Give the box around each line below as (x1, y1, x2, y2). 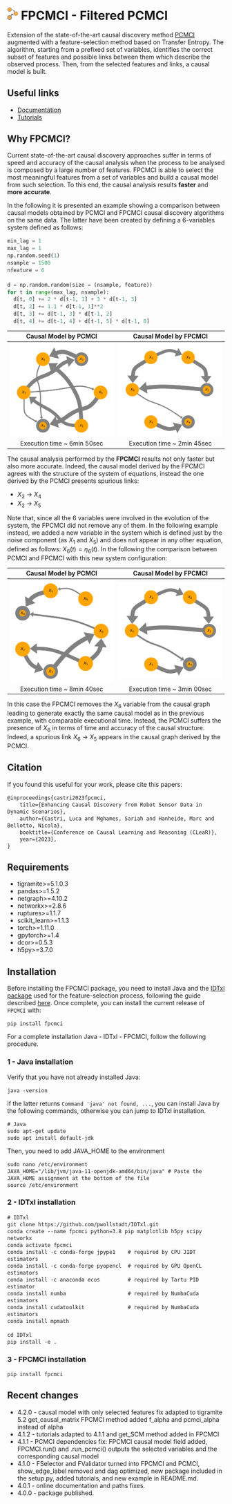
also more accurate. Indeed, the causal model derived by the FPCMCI (7, 461, 205, 470)
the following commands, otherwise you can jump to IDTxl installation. (7, 1106, 206, 1115)
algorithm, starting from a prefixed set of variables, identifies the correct (7, 45, 213, 53)
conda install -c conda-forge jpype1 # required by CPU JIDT (7, 1248, 196, 1255)
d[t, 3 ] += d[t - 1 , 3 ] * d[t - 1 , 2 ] (13, 311, 113, 318)
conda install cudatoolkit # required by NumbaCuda (7, 1304, 199, 1311)
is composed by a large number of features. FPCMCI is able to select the (7, 166, 214, 174)
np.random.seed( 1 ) (7, 252, 60, 259)
